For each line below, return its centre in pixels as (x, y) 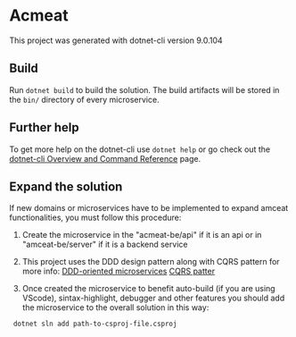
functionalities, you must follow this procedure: (95, 218)
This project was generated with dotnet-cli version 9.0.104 (116, 40)
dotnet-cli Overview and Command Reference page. (105, 158)
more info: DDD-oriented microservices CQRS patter (119, 271)
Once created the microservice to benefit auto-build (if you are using (148, 289)
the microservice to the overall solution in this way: (115, 308)
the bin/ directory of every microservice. (84, 99)
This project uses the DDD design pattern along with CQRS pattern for (151, 262)
